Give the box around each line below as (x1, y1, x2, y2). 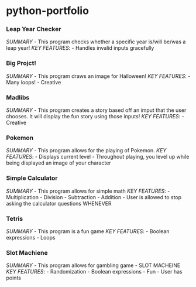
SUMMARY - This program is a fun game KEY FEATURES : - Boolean (6, 227, 170, 235)
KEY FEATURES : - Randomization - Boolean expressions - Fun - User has (6, 268, 183, 275)
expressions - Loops (6, 234, 56, 241)
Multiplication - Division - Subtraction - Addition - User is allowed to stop (6, 193, 182, 200)
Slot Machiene (6, 248, 48, 257)
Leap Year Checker (6, 25, 61, 33)
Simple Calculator (6, 174, 58, 182)
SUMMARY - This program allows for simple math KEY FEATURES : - (6, 187, 170, 194)
